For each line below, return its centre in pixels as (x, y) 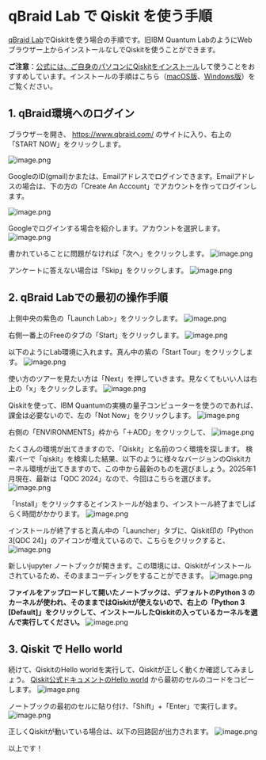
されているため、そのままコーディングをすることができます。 (108, 576)
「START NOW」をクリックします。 (67, 144)
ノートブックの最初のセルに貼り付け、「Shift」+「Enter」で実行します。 (125, 706)
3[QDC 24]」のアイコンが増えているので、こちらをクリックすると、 (119, 540)
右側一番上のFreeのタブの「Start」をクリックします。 (96, 335)
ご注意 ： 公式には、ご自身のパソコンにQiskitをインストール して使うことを (128, 66)
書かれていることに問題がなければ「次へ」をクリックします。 (108, 253)
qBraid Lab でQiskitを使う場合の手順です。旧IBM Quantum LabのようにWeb (130, 40)
